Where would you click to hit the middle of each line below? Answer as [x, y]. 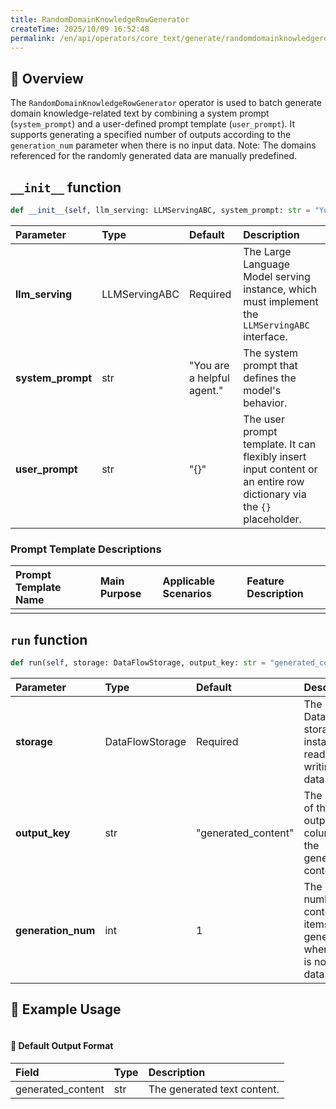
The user [264, 419]
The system [270, 353]
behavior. [265, 403]
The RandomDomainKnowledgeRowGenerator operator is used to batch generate [166, 103]
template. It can [280, 444]
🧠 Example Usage [66, 1009]
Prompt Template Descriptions [86, 549]
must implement [281, 301]
